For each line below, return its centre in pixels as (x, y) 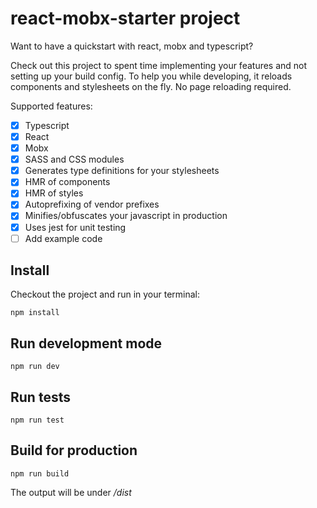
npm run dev (35, 367)
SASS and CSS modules (74, 159)
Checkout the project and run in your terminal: (105, 294)
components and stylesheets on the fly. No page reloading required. (151, 86)
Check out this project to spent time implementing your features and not (159, 65)
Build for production (74, 450)
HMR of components (67, 182)
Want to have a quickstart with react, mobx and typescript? (132, 46)
